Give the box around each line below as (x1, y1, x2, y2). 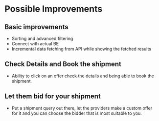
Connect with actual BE (11, 41, 59, 47)
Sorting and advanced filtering (11, 35, 73, 41)
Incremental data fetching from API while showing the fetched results (11, 46, 152, 52)
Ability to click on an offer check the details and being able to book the (11, 73, 155, 79)
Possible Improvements (4, 3, 103, 15)
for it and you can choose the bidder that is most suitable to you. (11, 110, 142, 116)
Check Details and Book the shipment (4, 60, 122, 69)
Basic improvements (4, 23, 69, 31)
